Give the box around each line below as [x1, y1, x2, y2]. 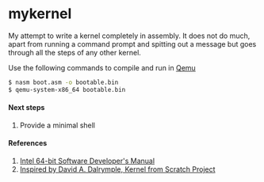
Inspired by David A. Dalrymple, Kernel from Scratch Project [19, 165, 216, 174]
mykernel [8, 5, 72, 23]
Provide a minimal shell [19, 120, 96, 130]
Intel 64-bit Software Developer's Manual [19, 156, 155, 166]
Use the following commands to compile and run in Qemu [8, 63, 196, 72]
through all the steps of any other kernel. [8, 47, 141, 57]
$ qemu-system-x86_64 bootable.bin [8, 85, 126, 93]
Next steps [8, 103, 45, 112]
